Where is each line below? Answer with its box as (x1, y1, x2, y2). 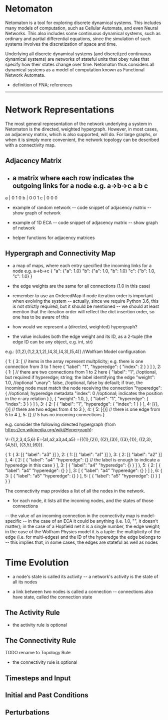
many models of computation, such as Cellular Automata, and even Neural (5, 25, 158, 31)
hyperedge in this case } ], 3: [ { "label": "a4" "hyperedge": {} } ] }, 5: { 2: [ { (5, 462, 161, 468)
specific (5, 518, 22, 524)
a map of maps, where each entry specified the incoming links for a (12, 262, 152, 269)
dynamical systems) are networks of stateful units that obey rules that (5, 56, 149, 62)
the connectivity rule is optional (12, 659, 77, 665)
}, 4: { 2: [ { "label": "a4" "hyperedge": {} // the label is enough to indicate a (5, 456, 160, 462)
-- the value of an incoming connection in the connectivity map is (5, 513, 140, 519)
